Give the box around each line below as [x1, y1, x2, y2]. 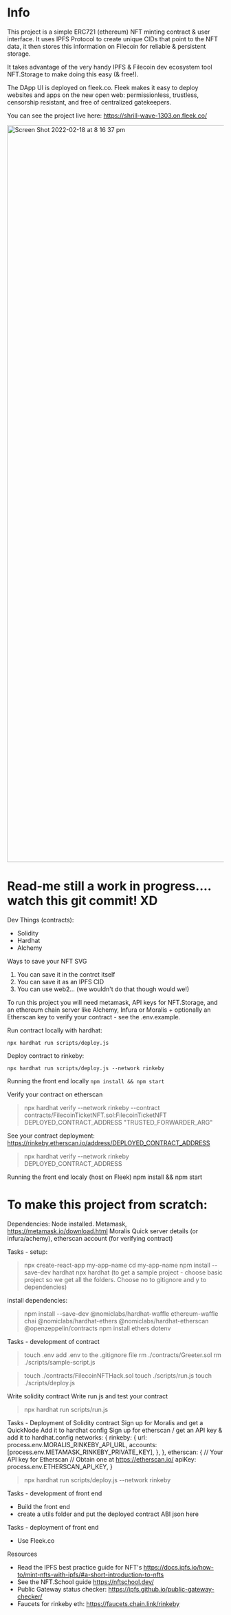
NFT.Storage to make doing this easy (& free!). [7, 70, 139, 78]
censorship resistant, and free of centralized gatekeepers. [7, 98, 172, 106]
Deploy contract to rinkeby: [7, 1051, 85, 1060]
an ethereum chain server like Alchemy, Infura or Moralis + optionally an [7, 1006, 211, 1014]
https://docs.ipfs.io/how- [143, 1563, 214, 1571]
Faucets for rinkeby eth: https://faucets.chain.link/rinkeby [16, 1599, 180, 1607]
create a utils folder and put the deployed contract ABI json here [16, 1510, 199, 1518]
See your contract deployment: [7, 1131, 95, 1140]
